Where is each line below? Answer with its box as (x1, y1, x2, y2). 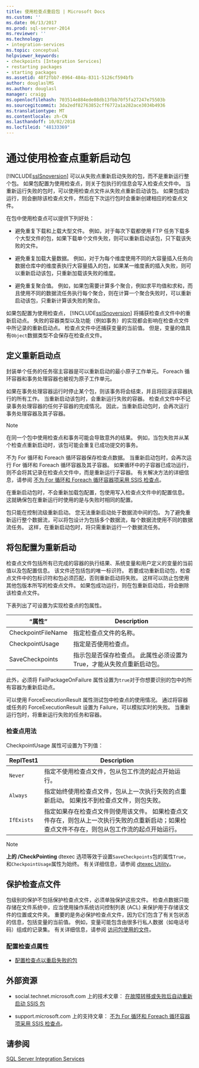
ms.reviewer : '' (6, 31, 46, 37)
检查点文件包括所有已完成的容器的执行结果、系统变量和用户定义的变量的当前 (6, 559, 193, 567)
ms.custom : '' (6, 14, 41, 20)
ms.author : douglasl (6, 86, 57, 92)
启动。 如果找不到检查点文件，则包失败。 (50, 796, 165, 804)
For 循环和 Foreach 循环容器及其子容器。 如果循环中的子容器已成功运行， (12, 461, 192, 468)
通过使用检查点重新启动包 (6, 152, 131, 165)
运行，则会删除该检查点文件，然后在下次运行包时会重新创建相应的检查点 (6, 194, 182, 202)
